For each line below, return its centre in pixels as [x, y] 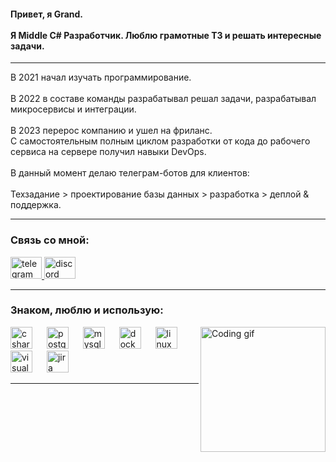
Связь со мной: [50, 240]
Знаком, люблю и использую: [87, 310]
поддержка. [36, 205]
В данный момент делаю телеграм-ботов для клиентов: [130, 173]
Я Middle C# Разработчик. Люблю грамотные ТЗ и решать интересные [166, 35]
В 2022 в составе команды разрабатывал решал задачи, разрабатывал [163, 99]
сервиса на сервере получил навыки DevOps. [108, 152]
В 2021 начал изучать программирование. [101, 77]
